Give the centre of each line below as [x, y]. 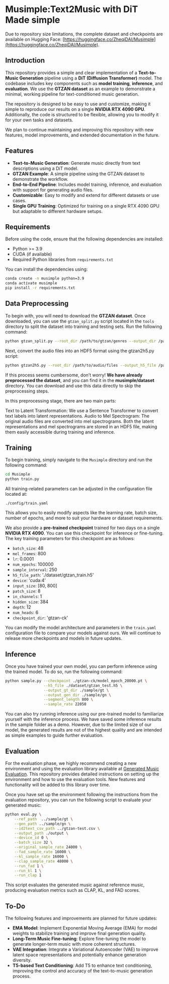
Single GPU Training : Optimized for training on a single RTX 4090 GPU [86, 206]
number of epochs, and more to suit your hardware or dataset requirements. [84, 518]
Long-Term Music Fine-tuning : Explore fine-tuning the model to [79, 939]
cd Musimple [18, 475]
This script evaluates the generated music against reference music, [75, 885]
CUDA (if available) [32, 254]
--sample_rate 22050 [65, 704]
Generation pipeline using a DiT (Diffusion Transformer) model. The [91, 78]
